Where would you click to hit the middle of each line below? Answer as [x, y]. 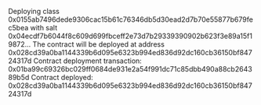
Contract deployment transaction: [88, 61]
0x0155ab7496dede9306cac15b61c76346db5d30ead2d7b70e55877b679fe [130, 19]
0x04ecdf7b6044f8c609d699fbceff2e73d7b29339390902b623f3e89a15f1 [130, 36]
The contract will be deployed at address [98, 44]
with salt [44, 28]
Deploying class [34, 11]
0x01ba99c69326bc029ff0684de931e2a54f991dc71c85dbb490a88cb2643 [130, 69]
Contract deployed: [62, 77]
